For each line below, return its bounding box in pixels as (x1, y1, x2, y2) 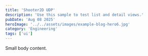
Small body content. (5, 45, 47, 51)
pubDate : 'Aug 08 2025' (5, 17, 56, 22)
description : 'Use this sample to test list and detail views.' (5, 12, 144, 17)
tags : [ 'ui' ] (5, 31, 33, 36)
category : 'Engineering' (5, 26, 58, 32)
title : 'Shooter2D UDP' (5, 7, 56, 13)
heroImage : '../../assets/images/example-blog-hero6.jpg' (5, 21, 130, 27)
